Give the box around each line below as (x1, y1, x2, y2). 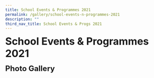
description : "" (5, 16, 39, 21)
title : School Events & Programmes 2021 (5, 7, 91, 12)
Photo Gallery (5, 63, 55, 73)
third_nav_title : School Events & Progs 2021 (5, 21, 102, 26)
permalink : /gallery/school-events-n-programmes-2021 (5, 12, 120, 17)
